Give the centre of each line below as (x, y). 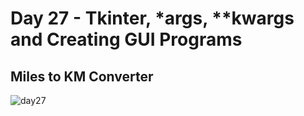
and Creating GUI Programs (126, 39)
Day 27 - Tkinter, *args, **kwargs (152, 18)
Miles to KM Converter (82, 76)
